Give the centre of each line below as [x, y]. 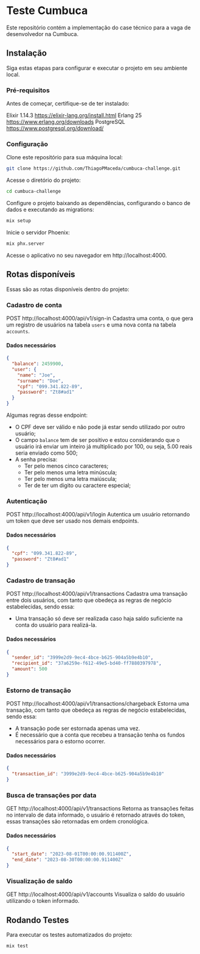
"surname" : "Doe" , [40, 381]
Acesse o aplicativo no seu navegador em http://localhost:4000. [87, 255]
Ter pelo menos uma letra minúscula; [71, 472]
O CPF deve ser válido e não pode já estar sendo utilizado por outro [100, 427]
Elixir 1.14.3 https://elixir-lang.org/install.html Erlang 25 [74, 115]
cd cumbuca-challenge [34, 192]
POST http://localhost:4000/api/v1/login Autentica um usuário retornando [98, 515]
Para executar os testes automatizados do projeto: [69, 935]
